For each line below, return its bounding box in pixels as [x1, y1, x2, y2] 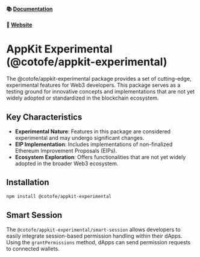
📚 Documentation [6, 5, 53, 12]
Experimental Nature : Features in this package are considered [14, 127, 170, 135]
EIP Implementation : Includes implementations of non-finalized [14, 141, 173, 148]
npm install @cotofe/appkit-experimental [6, 193, 112, 199]
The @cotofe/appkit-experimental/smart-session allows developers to [6, 226, 181, 233]
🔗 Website [6, 21, 33, 28]
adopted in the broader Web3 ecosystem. [14, 160, 119, 167]
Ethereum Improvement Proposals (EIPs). [14, 147, 117, 154]
